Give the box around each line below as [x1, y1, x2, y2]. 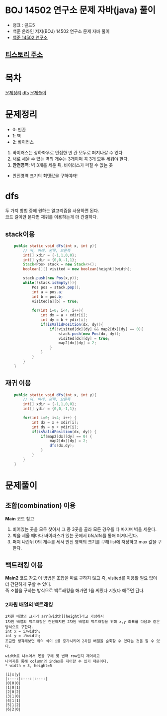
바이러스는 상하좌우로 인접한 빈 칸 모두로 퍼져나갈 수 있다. [12, 150, 124, 156]
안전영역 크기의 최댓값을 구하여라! [12, 173, 78, 179]
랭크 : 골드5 [12, 22, 35, 28]
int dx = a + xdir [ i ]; [40, 313, 88, 318]
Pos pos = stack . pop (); [31, 285, 81, 290]
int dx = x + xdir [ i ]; [31, 420, 79, 425]
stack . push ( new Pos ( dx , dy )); [58, 331, 121, 336]
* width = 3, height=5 [5, 663, 52, 668]
